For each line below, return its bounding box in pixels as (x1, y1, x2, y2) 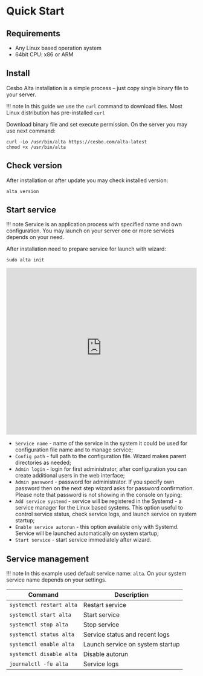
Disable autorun (83, 650, 129, 658)
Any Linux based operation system (14, 44, 101, 51)
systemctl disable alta (9, 651, 78, 658)
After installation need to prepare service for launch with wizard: (6, 245, 166, 252)
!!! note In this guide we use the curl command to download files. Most (6, 102, 182, 110)
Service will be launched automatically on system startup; (14, 530, 159, 537)
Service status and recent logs (83, 631, 170, 639)
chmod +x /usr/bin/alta (6, 144, 66, 150)
